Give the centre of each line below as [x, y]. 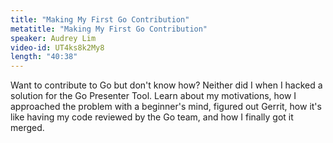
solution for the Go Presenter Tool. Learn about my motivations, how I [153, 96]
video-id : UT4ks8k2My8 [57, 47]
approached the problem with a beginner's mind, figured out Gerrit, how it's [166, 107]
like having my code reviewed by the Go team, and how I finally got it [152, 117]
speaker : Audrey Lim [53, 38]
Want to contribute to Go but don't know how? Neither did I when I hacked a [166, 85]
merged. [27, 128]
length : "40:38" [44, 57]
